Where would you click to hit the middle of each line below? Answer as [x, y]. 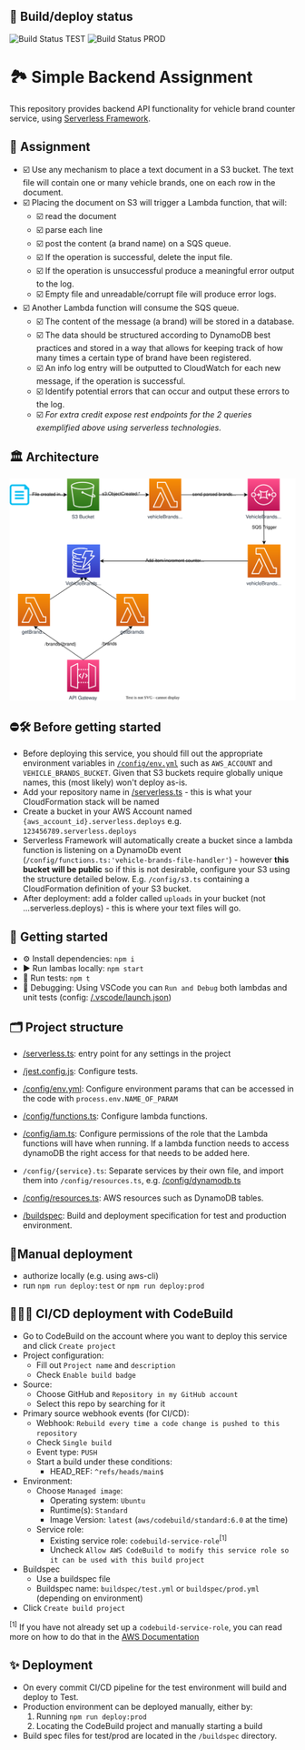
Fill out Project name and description [106, 1364]
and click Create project [69, 1345]
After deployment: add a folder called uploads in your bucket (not [144, 899]
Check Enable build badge [86, 1374]
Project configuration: [63, 1355]
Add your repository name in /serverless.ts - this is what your [137, 792]
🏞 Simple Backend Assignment [131, 77]
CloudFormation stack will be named [91, 802]
